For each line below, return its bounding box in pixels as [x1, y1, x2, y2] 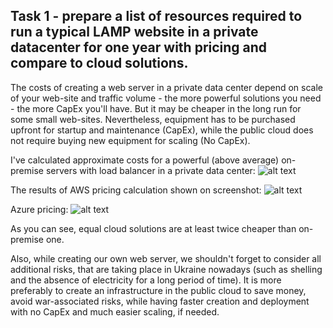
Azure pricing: [10, 203, 69, 215]
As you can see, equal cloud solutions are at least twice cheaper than [10, 222, 297, 234]
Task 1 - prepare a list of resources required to [10, 8, 303, 25]
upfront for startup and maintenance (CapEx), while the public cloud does [10, 124, 314, 136]
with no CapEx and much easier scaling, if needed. [10, 305, 220, 318]
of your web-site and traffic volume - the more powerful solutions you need [10, 92, 322, 104]
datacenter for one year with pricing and [10, 39, 268, 56]
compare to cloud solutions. [10, 55, 189, 72]
